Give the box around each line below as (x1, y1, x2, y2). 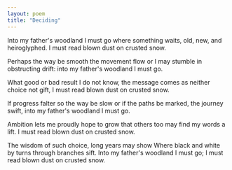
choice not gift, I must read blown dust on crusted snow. (7, 85, 170, 94)
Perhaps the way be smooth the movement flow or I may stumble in (7, 57, 203, 65)
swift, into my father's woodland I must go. (7, 106, 131, 115)
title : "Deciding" (7, 17, 61, 24)
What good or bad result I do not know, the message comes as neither (7, 78, 210, 86)
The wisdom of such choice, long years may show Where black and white (7, 141, 221, 149)
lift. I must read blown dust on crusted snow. (7, 127, 135, 136)
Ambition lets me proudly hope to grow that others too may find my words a (7, 120, 226, 128)
